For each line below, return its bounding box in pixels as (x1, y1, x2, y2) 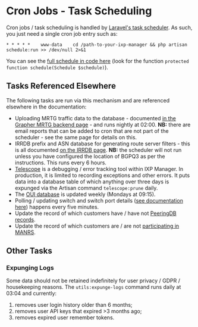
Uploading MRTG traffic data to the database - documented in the (14, 114, 177, 122)
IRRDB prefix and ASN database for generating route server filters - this (14, 140, 190, 147)
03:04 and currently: (6, 290, 57, 297)
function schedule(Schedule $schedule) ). (6, 64, 109, 71)
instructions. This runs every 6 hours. (14, 159, 107, 166)
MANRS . (14, 228, 36, 236)
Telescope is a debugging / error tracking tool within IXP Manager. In (14, 165, 184, 172)
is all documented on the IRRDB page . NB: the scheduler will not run (14, 146, 182, 153)
